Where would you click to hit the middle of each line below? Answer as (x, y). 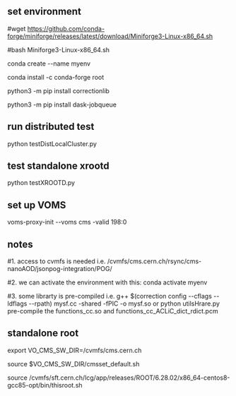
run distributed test (51, 127)
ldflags (17, 304)
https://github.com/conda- (66, 28)
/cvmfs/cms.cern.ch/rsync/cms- (154, 261)
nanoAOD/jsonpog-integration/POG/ (60, 269)
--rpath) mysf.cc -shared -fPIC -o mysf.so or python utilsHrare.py (124, 304)
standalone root (43, 334)
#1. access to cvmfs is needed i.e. (57, 261)
